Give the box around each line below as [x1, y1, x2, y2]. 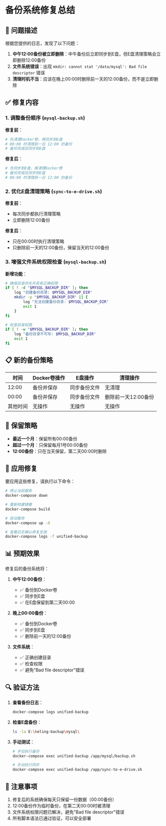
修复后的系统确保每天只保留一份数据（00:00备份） [12, 796, 117, 802]
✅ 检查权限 [19, 661, 43, 667]
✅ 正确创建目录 [19, 654, 51, 661]
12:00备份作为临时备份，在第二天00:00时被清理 [12, 803, 111, 809]
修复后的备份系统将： [5, 566, 49, 572]
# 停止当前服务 [5, 489, 32, 494]
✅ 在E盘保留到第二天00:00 [19, 599, 75, 606]
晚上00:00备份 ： [12, 610, 48, 616]
